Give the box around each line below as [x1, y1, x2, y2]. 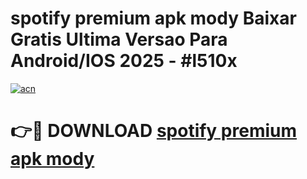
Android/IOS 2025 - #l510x [10, 50, 238, 72]
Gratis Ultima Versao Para [10, 28, 228, 51]
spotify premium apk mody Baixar [10, 7, 297, 30]
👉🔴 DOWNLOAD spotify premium [10, 120, 298, 142]
